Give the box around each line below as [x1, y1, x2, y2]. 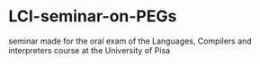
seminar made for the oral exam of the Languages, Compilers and [8, 36, 253, 46]
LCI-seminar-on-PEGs [8, 6, 177, 27]
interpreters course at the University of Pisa [8, 44, 171, 55]
